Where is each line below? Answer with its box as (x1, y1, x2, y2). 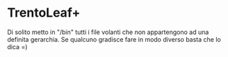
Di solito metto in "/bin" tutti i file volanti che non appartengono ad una (7, 28, 209, 36)
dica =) (7, 42, 28, 51)
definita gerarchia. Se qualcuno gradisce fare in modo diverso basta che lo (7, 35, 221, 43)
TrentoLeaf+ (7, 5, 81, 21)
